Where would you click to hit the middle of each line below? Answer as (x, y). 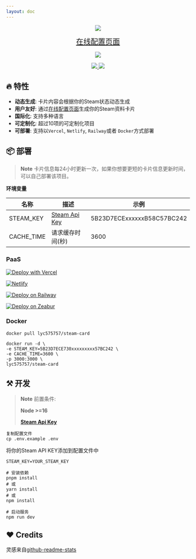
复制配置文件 (19, 434)
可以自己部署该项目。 (46, 176)
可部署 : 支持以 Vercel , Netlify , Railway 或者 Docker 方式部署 (84, 131)
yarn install (22, 489)
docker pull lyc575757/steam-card (48, 333)
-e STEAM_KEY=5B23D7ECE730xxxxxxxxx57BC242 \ (62, 349)
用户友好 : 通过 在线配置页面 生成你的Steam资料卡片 (75, 109)
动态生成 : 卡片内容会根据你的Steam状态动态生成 (72, 102)
